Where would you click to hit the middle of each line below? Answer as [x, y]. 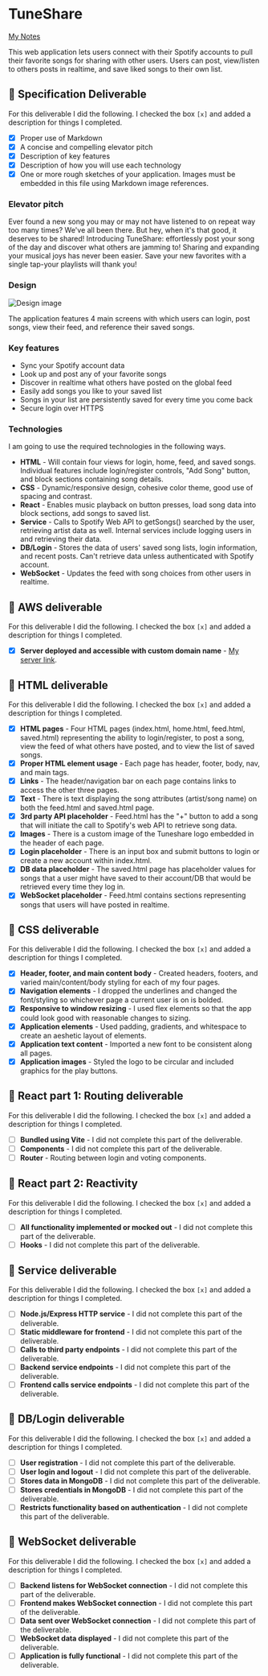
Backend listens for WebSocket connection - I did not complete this [134, 1585]
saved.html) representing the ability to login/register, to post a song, [132, 738]
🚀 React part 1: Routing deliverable [96, 1096]
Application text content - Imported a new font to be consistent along [136, 1044]
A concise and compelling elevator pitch [86, 147]
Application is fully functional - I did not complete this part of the [129, 1656]
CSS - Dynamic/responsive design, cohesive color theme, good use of [136, 488]
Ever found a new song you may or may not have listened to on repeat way [132, 221]
